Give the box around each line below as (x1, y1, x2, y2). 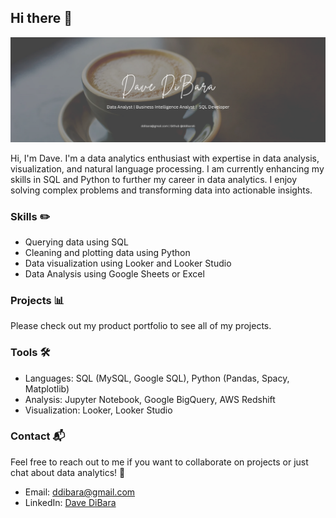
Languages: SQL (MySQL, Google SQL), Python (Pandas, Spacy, (24, 372, 290, 384)
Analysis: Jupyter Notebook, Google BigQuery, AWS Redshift (24, 393, 276, 405)
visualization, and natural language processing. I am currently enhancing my (10, 162, 325, 175)
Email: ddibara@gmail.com (24, 486, 136, 498)
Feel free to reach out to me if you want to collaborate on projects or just (10, 456, 309, 468)
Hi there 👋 (10, 10, 73, 27)
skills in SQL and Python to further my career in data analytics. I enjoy (10, 173, 298, 185)
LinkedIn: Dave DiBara (24, 496, 117, 508)
